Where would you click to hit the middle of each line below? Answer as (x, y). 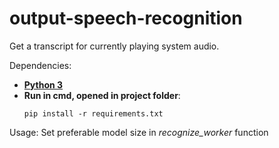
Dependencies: (40, 65)
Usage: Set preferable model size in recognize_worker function (139, 132)
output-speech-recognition (126, 18)
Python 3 (43, 84)
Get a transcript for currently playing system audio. (114, 46)
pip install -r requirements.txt (93, 113)
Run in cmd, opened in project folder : (102, 95)
